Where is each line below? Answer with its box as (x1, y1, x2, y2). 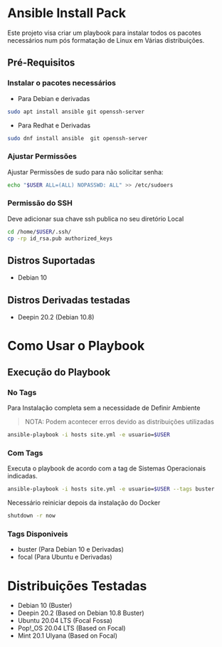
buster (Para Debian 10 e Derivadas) (17, 545, 125, 554)
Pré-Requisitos (7, 57, 75, 69)
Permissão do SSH (7, 198, 73, 208)
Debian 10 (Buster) (17, 601, 73, 610)
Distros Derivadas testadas (7, 294, 130, 306)
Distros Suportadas (7, 254, 96, 266)
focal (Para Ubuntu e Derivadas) (17, 553, 112, 562)
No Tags (7, 387, 37, 397)
